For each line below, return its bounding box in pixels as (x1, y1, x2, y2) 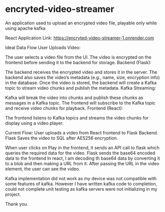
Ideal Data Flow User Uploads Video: (5, 44, 81, 50)
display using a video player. (5, 120, 64, 126)
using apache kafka (5, 25, 46, 31)
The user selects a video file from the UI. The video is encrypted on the (5, 54, 152, 60)
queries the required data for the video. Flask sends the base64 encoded (5, 150, 156, 156)
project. (5, 191, 21, 197)
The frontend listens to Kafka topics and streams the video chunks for (5, 114, 149, 120)
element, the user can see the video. (5, 166, 81, 172)
